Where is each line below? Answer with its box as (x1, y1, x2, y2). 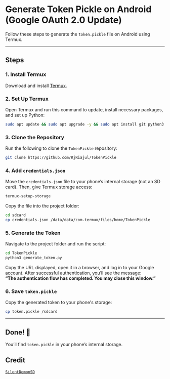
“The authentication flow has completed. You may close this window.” (5, 275, 156, 281)
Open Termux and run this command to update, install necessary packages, (5, 106, 163, 112)
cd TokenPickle (5, 250, 37, 256)
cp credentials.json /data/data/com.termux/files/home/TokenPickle (5, 218, 151, 223)
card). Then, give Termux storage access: (5, 184, 93, 190)
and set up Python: (5, 112, 45, 118)
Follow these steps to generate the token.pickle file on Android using (5, 31, 150, 37)
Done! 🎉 (5, 328, 31, 336)
